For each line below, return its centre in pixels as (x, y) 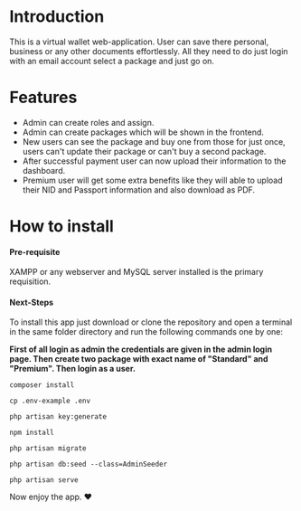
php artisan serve (44, 480)
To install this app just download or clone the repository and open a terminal (151, 322)
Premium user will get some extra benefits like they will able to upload (152, 180)
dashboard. (44, 170)
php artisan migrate (48, 449)
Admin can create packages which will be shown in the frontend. (143, 132)
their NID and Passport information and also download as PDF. (139, 189)
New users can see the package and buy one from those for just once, (154, 141)
